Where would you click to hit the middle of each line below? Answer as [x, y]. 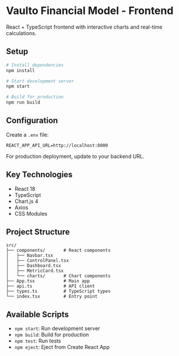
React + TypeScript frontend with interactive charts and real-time [84, 27]
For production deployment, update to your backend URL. [75, 156]
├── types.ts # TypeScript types [58, 291]
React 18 [25, 189]
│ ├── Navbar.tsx [30, 255]
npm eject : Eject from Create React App [62, 347]
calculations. [21, 33]
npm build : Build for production [52, 335]
